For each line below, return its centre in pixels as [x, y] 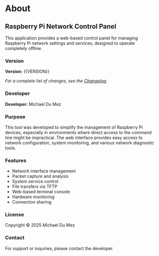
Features [16, 160]
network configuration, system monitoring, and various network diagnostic [79, 143]
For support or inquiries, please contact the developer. [59, 248]
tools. [11, 148]
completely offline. [24, 48]
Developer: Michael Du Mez [33, 104]
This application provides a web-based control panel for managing [72, 38]
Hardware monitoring [33, 197]
